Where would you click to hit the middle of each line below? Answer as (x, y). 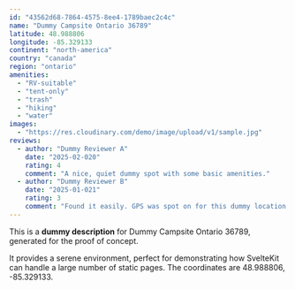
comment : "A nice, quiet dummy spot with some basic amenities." (148, 173)
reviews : (25, 141)
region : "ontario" (43, 67)
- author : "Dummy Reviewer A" (72, 148)
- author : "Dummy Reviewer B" (72, 182)
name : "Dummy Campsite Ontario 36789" (80, 26)
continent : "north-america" (61, 50)
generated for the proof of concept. (74, 240)
